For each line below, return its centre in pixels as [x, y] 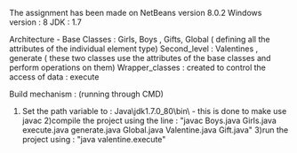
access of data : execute [54, 77]
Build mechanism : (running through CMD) [87, 94]
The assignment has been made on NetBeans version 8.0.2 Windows [136, 13]
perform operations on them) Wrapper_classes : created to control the [138, 67]
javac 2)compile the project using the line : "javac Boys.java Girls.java [149, 120]
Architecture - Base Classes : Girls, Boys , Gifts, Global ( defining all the [140, 39]
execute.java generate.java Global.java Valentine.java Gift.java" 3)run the [155, 130]
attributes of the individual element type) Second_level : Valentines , [134, 49]
